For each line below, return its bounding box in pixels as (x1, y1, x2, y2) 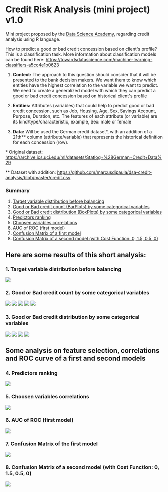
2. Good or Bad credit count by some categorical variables (5, 289, 149, 296)
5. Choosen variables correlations (5, 393, 89, 400)
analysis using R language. (5, 36, 61, 42)
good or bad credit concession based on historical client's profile (12, 93, 147, 99)
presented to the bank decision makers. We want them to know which (12, 77, 157, 83)
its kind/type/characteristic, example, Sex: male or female (12, 118, 132, 125)
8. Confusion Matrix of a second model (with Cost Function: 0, (5, 464, 159, 471)
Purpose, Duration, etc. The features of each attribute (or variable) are (12, 113, 158, 119)
